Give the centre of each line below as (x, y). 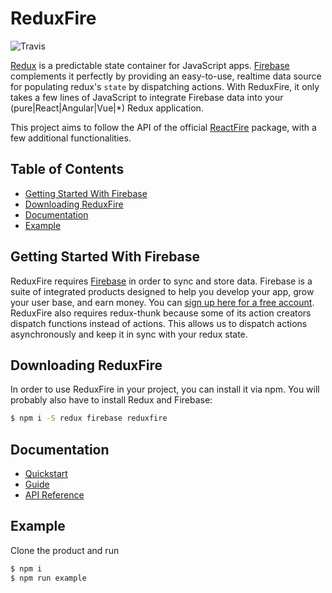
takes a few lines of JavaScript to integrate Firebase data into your (147, 97)
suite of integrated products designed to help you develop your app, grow (162, 291)
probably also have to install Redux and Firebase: (111, 400)
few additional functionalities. (71, 138)
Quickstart (46, 474)
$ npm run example (48, 578)
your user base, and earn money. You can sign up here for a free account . (162, 302)
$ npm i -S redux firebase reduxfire (89, 418)
